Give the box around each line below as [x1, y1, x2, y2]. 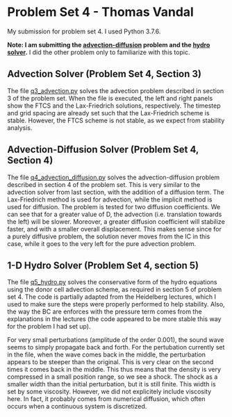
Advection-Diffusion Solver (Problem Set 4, [7, 144, 199, 156]
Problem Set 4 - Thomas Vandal [7, 4, 194, 20]
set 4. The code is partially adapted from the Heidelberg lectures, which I [7, 293, 217, 301]
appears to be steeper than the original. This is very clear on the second [7, 358, 214, 366]
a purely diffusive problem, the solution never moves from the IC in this [7, 232, 210, 240]
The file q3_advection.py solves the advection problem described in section [7, 86, 224, 95]
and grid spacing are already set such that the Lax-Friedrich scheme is [7, 108, 210, 117]
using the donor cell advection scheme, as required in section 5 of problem [7, 286, 222, 294]
